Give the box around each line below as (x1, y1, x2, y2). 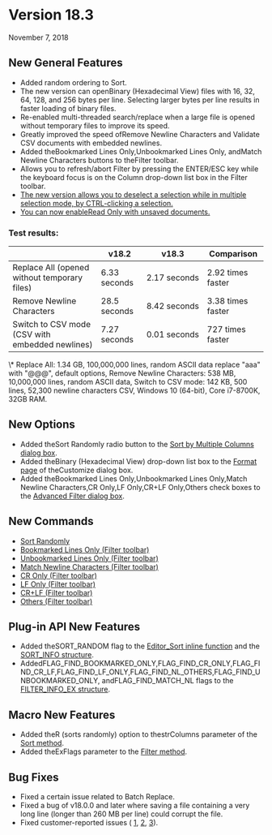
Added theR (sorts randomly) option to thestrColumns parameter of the (19, 730, 257, 739)
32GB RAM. (8, 394, 48, 404)
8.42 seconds (146, 300, 200, 312)
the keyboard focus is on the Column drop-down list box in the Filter (19, 172, 249, 182)
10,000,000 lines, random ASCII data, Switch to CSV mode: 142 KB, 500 (8, 377, 248, 387)
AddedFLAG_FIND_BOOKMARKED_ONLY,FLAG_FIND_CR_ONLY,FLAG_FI (19, 659, 261, 669)
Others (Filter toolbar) (19, 596, 93, 606)
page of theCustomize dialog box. (19, 465, 134, 475)
